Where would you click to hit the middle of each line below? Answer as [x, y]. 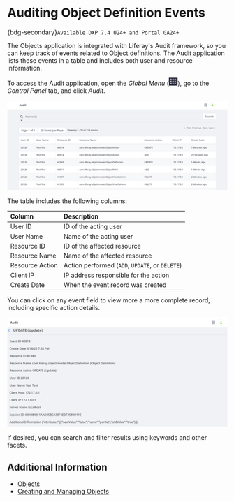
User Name [27, 236]
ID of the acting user [93, 227]
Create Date [28, 285]
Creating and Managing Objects [63, 492]
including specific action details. [53, 308]
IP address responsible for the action [117, 275]
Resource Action [34, 265]
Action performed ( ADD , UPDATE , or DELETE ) [123, 265]
